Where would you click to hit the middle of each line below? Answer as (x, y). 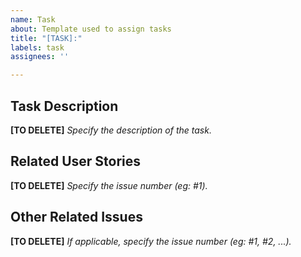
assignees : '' (40, 57)
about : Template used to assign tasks (91, 29)
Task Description (64, 106)
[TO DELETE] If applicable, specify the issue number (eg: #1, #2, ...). (151, 241)
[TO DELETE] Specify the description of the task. (111, 130)
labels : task (37, 47)
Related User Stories (76, 161)
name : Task (33, 19)
